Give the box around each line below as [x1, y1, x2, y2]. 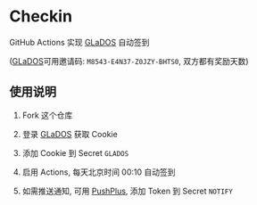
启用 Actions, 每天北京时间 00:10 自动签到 [21, 167, 176, 177]
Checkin [9, 6, 73, 27]
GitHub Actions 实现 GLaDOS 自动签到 [9, 37, 150, 47]
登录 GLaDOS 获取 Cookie [21, 128, 118, 139]
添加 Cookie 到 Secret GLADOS [21, 147, 129, 158]
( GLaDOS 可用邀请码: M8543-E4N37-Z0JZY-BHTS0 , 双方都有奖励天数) [9, 55, 249, 66]
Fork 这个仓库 [21, 110, 73, 120]
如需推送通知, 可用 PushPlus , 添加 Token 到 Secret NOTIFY [21, 185, 234, 196]
